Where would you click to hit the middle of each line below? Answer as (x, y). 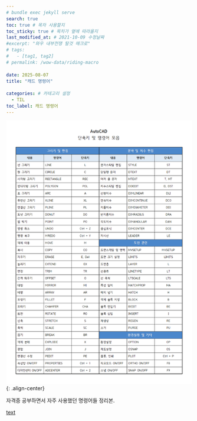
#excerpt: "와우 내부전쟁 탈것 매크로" (48, 44)
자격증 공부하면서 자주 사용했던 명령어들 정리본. (60, 400)
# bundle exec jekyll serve (41, 12)
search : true (22, 19)
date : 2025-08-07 (27, 75)
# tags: (16, 50)
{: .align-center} (26, 388)
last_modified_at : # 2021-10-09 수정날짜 (55, 38)
